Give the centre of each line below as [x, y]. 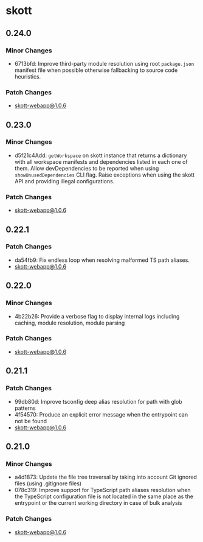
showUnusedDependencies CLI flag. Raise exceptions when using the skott [105, 175]
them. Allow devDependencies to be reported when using [87, 168]
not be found [30, 421]
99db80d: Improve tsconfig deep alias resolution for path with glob [98, 401]
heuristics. [28, 76]
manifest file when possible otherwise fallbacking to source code [96, 70]
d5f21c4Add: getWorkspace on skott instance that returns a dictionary [101, 155]
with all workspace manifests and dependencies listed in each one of [101, 161]
